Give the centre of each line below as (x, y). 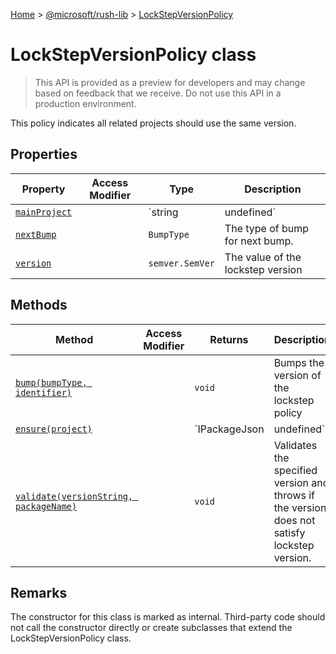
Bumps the (299, 362)
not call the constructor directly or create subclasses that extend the (151, 628)
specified (295, 470)
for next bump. (259, 241)
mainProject (44, 212)
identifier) (44, 392)
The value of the (263, 257)
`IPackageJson (229, 429)
